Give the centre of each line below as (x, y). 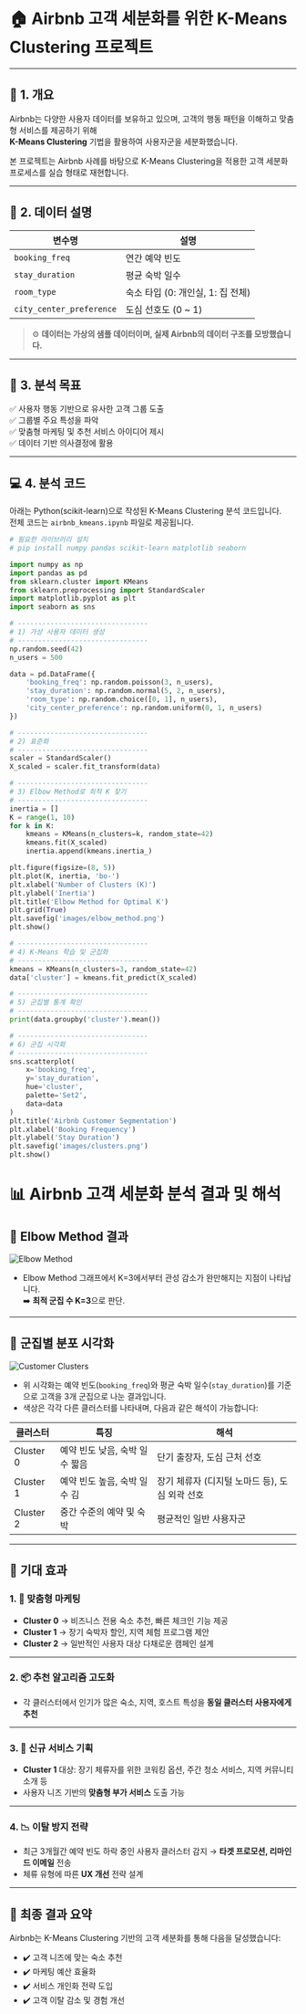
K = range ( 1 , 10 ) (42, 817)
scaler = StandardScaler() (61, 759)
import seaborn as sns (52, 607)
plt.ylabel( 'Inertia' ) (52, 893)
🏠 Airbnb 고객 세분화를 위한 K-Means (148, 19)
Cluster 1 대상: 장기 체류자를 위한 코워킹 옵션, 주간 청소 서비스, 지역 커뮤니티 (158, 1770)
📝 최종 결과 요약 (51, 1914)
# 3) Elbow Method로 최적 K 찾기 (68, 792)
